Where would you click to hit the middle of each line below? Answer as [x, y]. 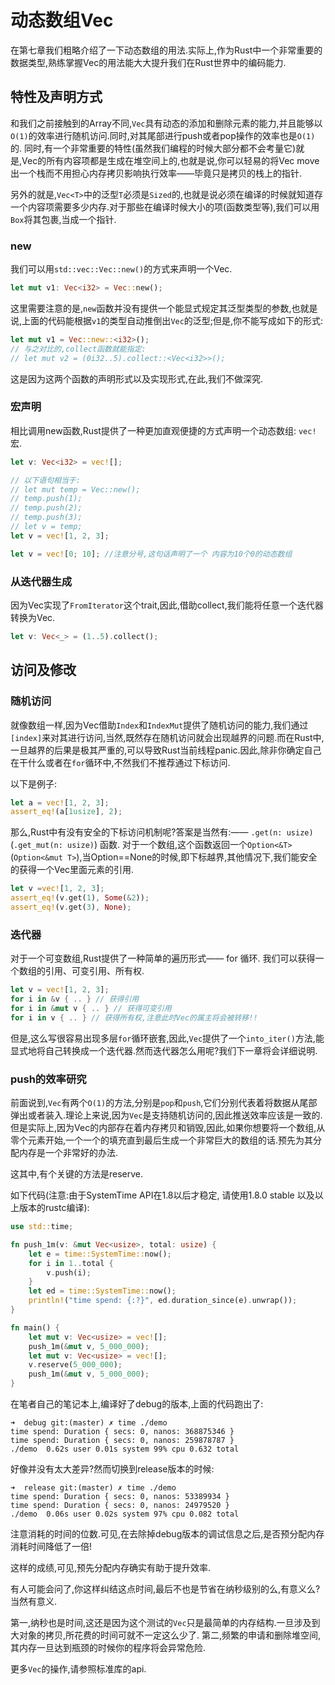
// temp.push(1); [46, 499]
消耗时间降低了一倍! [51, 1547]
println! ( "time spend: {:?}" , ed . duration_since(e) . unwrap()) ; [163, 1301]
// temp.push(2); [46, 508]
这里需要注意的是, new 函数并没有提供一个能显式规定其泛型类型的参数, [151, 308]
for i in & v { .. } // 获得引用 [75, 999]
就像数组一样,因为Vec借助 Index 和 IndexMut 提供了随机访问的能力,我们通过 [159, 725]
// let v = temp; [46, 527]
